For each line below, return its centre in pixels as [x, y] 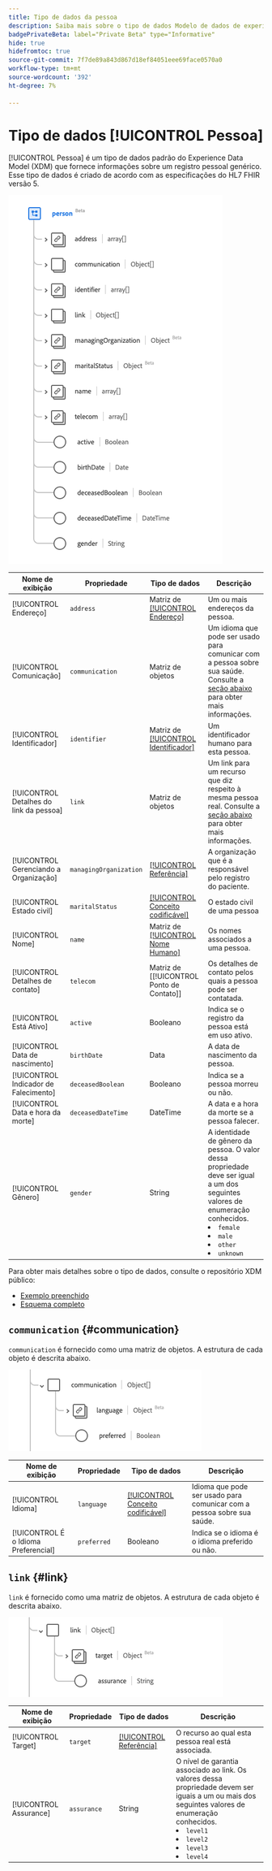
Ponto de [164, 985]
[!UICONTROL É [38, 1532]
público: [22, 1280]
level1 [197, 1831]
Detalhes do [32, 802]
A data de [224, 1046]
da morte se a [231, 1112]
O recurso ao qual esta [214, 1732]
